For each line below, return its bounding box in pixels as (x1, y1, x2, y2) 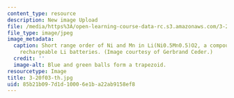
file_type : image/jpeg (7, 29, 73, 37)
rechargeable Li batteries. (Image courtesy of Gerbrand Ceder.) (19, 49, 214, 56)
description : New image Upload (7, 17, 98, 23)
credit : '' (13, 55, 45, 62)
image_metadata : (7, 36, 54, 43)
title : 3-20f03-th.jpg (7, 74, 73, 81)
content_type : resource (7, 10, 77, 17)
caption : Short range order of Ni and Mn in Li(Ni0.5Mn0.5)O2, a (13, 42, 208, 49)
